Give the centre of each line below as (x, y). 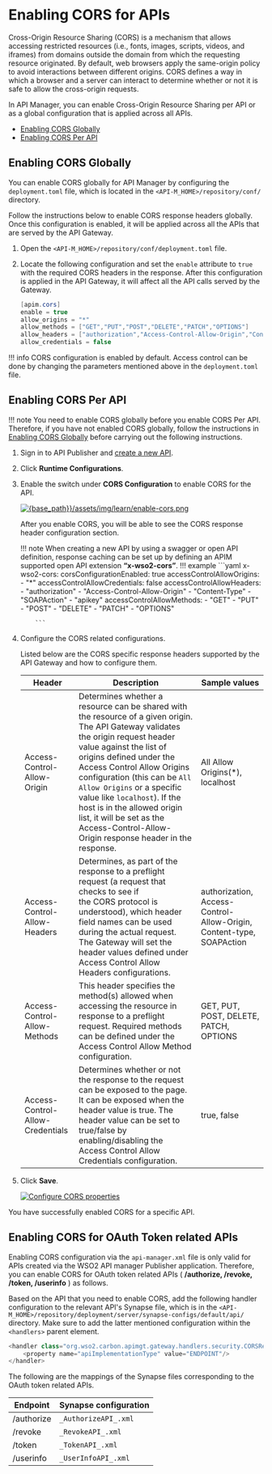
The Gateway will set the (125, 942)
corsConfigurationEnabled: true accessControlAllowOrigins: (160, 574)
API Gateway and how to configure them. (89, 662)
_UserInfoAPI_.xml (95, 1458)
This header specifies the (127, 985)
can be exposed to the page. (133, 1090)
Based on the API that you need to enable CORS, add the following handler (133, 1298)
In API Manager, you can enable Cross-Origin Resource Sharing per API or (132, 104)
